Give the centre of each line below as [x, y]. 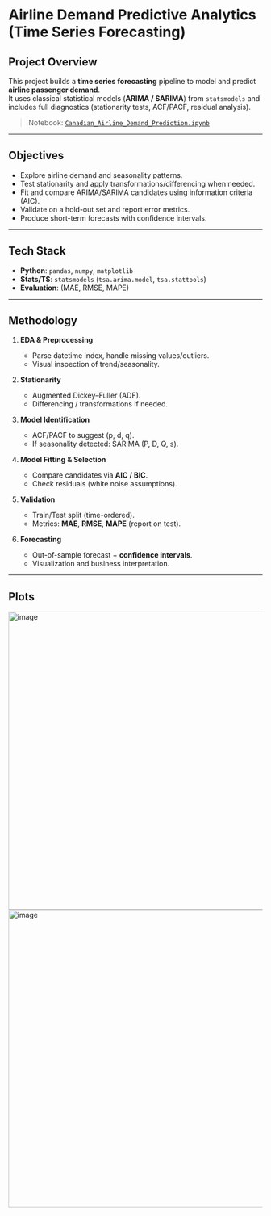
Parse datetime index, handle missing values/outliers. [121, 356]
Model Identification [55, 420]
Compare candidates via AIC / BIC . [90, 475]
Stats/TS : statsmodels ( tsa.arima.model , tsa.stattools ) [113, 279]
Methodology [43, 321]
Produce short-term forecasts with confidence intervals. [113, 218]
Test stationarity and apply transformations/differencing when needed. [138, 183]
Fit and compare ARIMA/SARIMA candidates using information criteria [136, 192]
